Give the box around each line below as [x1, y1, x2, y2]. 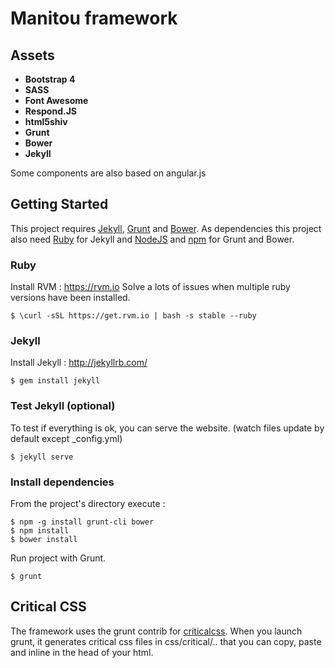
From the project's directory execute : [10, 498, 166, 509]
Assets [10, 47, 55, 64]
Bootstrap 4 [24, 73, 76, 85]
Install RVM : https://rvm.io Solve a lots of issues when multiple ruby [10, 281, 291, 293]
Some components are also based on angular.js [10, 167, 207, 179]
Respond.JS [24, 105, 77, 117]
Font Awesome [24, 95, 89, 106]
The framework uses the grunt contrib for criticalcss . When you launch [10, 625, 303, 637]
